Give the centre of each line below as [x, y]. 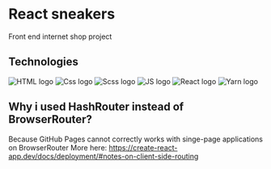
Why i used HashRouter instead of [96, 107]
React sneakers [62, 14]
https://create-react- [143, 147]
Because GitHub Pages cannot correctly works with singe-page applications [135, 139]
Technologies [44, 62]
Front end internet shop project [60, 36]
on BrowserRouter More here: [58, 147]
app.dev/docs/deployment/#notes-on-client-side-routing [104, 156]
